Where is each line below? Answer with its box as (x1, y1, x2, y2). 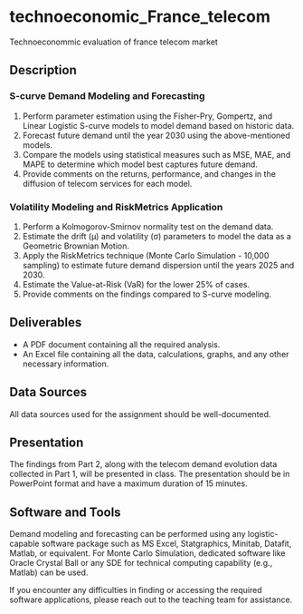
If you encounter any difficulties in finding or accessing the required (9, 585, 262, 596)
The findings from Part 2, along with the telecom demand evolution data (9, 459, 278, 470)
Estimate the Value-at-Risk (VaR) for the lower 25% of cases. (22, 278, 251, 289)
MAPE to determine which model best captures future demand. (22, 159, 258, 170)
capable (9, 538, 40, 550)
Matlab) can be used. (9, 567, 89, 578)
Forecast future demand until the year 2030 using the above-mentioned (22, 130, 291, 141)
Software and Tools (9, 504, 121, 520)
